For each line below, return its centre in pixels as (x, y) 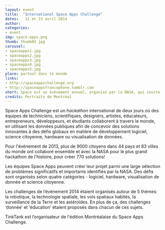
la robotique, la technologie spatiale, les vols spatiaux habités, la (71, 197)
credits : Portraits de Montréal (38, 97)
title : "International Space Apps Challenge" (54, 14)
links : (12, 78)
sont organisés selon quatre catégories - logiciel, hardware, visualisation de (82, 177)
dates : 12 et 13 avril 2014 (36, 19)
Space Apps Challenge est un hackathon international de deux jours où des (82, 111)
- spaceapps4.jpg (23, 65)
